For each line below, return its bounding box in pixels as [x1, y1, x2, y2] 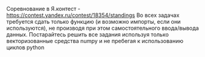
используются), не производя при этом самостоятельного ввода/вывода [6, 24, 199, 32]
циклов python [6, 44, 45, 51]
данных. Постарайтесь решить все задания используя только [6, 31, 169, 38]
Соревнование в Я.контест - [6, 5, 81, 12]
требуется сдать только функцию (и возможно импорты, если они [6, 18, 181, 25]
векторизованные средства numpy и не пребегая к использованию [6, 38, 184, 44]
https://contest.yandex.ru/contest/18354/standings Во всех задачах [6, 12, 180, 19]
